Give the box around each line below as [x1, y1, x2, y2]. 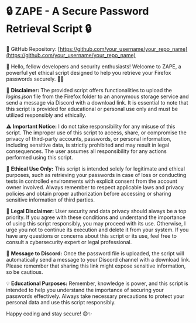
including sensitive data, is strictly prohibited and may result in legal [6, 141, 170, 148]
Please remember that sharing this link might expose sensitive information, [6, 262, 186, 269]
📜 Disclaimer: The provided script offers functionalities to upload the [6, 86, 173, 93]
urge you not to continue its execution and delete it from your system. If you [6, 226, 189, 233]
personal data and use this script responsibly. [6, 298, 116, 305]
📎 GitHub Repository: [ [6, 45, 60, 53]
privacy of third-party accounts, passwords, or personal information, [6, 135, 171, 142]
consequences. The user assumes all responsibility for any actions [6, 147, 167, 155]
